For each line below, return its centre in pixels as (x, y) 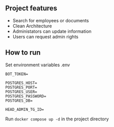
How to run (23, 53)
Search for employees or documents (51, 20)
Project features (31, 8)
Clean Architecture (32, 26)
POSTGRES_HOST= (21, 83)
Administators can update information (52, 31)
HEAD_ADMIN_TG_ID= (25, 109)
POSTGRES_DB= (19, 101)
